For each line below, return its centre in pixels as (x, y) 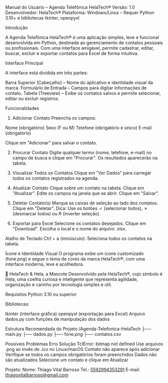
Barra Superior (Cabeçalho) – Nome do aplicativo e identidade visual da (79, 83)
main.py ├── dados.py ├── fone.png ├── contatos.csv (63, 334)
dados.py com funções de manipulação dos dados (58, 319)
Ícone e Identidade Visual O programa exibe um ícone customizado (74, 253)
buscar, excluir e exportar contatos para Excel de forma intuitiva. (72, 53)
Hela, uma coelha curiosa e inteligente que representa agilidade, (72, 279)
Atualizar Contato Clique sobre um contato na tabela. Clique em (78, 188)
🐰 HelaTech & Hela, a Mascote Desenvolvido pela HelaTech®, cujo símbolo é (84, 274)
